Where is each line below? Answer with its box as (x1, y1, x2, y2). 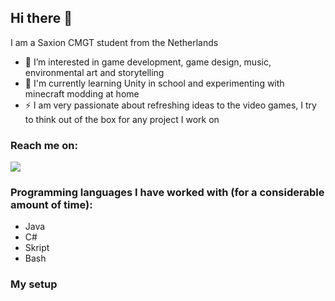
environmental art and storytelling (24, 66, 165, 78)
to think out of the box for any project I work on (24, 113, 220, 125)
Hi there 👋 (10, 10, 73, 27)
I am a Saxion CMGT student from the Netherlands (10, 36, 219, 48)
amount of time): (10, 198, 93, 212)
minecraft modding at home (24, 87, 140, 100)
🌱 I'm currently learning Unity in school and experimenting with (24, 77, 285, 89)
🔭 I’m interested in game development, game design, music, (24, 56, 272, 68)
